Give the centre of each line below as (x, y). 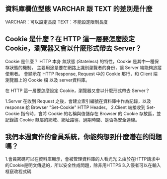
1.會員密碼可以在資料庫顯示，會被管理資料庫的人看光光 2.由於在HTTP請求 (80, 159)
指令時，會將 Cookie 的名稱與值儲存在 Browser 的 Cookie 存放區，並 (91, 113)
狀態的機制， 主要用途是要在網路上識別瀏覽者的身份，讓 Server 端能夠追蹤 (85, 67)
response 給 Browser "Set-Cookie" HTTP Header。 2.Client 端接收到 (75, 107)
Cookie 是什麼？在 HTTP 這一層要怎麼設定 (70, 39)
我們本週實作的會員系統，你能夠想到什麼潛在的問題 (83, 137)
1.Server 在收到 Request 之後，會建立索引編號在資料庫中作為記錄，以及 (78, 101)
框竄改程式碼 (18, 172)
